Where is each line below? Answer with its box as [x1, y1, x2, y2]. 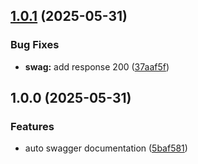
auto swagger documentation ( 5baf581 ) [24, 142, 188, 154]
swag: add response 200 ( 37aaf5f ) [24, 60, 170, 73]
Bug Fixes [10, 38, 60, 52]
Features [10, 120, 55, 133]
